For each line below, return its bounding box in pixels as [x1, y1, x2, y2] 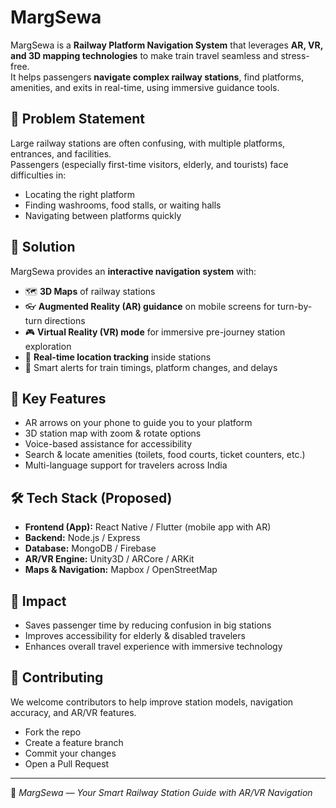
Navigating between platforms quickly [24, 209, 182, 221]
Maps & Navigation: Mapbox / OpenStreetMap [24, 564, 218, 576]
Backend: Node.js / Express [24, 532, 141, 544]
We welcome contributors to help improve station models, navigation [10, 696, 294, 708]
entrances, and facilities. [10, 147, 112, 160]
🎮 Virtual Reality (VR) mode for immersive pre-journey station [24, 326, 286, 338]
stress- [280, 49, 310, 61]
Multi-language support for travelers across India [24, 459, 228, 471]
